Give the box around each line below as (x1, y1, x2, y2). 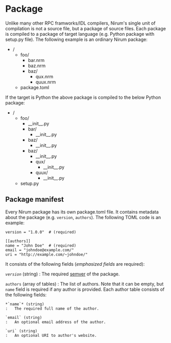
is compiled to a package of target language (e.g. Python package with (5, 31, 155, 37)
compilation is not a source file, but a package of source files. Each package (5, 25, 166, 31)
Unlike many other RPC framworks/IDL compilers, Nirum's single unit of (5, 20, 156, 26)
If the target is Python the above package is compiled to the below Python (5, 94, 161, 100)
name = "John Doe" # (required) (5, 243, 77, 248)
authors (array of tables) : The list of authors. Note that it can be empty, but (5, 281, 164, 287)
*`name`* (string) (5, 302, 44, 307)
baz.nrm (28, 62, 46, 69)
